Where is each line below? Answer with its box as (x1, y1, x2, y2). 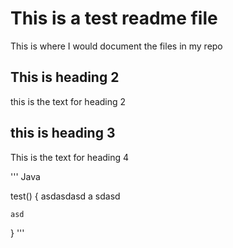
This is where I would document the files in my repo (10, 40, 223, 52)
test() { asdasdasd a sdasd (10, 190, 121, 202)
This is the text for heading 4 (10, 151, 130, 163)
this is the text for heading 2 (10, 95, 127, 107)
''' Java (10, 170, 41, 182)
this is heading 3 (10, 125, 116, 142)
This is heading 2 (10, 69, 120, 86)
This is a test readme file (10, 7, 218, 30)
